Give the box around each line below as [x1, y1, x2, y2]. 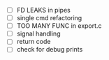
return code [16, 38, 51, 46]
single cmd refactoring [16, 14, 82, 22]
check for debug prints [16, 45, 83, 54]
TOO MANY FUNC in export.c [16, 22, 102, 30]
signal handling [16, 29, 61, 38]
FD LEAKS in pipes [16, 6, 71, 14]
